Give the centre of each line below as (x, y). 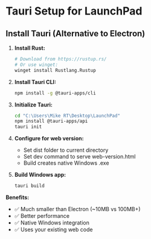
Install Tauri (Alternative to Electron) (75, 34)
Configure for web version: (49, 139)
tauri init (28, 127)
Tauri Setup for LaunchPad (74, 11)
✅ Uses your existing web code (53, 229)
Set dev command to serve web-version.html (79, 157)
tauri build (29, 186)
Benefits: (18, 197)
